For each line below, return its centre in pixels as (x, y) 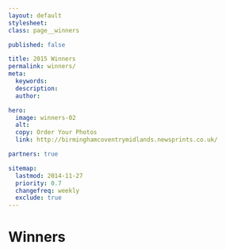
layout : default (35, 15)
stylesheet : (28, 23)
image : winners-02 (46, 117)
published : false (37, 44)
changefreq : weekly (48, 190)
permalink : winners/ (42, 67)
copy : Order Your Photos (56, 133)
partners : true (33, 154)
